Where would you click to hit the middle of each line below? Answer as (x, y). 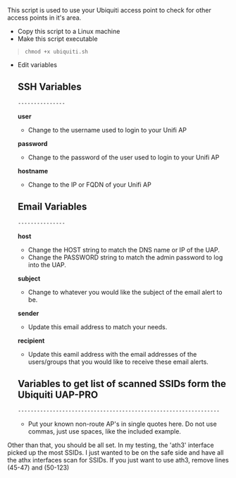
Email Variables (52, 207)
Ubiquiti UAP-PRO (58, 395)
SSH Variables (50, 87)
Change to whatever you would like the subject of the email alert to (125, 292)
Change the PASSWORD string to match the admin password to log (125, 257)
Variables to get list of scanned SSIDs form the (122, 384)
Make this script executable (57, 39)
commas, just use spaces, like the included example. (105, 431)
